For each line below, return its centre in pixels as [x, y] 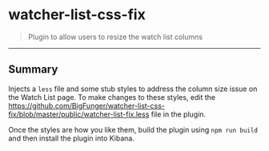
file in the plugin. [179, 114]
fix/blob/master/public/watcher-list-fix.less [79, 114]
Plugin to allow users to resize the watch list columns [115, 37]
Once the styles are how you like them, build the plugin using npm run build [133, 129]
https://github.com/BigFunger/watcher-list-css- [87, 105]
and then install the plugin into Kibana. [71, 138]
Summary [33, 70]
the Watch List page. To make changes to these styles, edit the [112, 97]
